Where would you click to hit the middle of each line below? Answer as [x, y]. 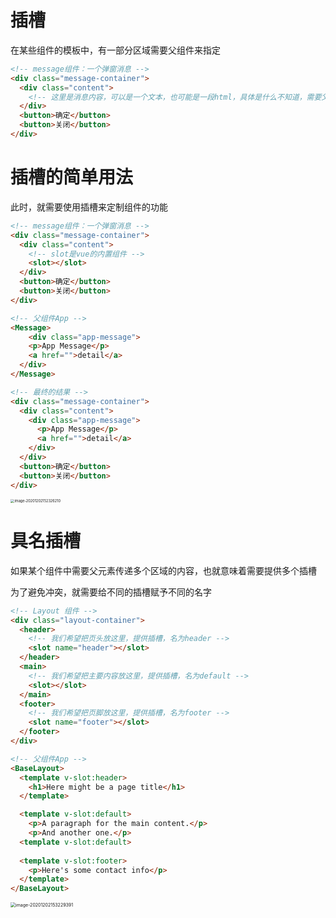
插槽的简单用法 [72, 177]
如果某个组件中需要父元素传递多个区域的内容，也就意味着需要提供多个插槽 [163, 570]
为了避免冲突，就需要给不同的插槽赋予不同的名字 [111, 592]
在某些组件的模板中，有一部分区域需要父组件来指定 [115, 50]
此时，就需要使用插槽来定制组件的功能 [89, 207]
